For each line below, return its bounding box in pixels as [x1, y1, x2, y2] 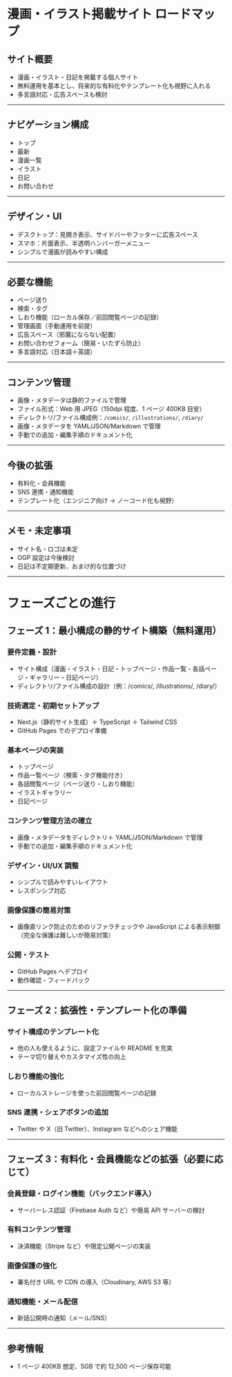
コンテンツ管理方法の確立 [7, 816, 93, 826]
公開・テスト [7, 950, 50, 960]
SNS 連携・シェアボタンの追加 [7, 1108, 109, 1118]
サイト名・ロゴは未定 [17, 545, 78, 553]
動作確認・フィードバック [17, 976, 90, 984]
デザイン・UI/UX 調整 [7, 861, 79, 870]
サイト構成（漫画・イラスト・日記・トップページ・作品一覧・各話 [17, 664, 205, 673]
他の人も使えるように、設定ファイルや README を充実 [17, 1044, 173, 1052]
